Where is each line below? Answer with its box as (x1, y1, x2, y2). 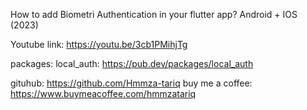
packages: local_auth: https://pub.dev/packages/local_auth (10, 58, 254, 69)
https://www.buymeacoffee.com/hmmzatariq (10, 88, 197, 99)
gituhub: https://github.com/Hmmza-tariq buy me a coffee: (10, 77, 253, 89)
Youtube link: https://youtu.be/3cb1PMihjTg (10, 39, 188, 50)
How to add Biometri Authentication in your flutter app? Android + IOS (10, 9, 298, 20)
